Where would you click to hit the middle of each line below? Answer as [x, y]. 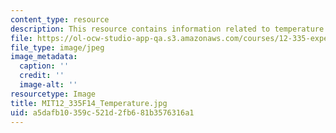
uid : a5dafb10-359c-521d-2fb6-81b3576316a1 [102, 112]
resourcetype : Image [53, 94]
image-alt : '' [48, 85]
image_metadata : [44, 57]
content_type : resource [60, 19]
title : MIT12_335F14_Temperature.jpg [89, 103]
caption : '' [44, 66]
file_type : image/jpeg [57, 47]
